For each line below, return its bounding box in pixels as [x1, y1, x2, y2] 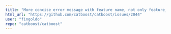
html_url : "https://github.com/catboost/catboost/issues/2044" [5, 12, 142, 17]
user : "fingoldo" [5, 16, 42, 21]
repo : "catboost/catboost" [5, 21, 63, 26]
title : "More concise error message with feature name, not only [5, 7, 147, 12]
